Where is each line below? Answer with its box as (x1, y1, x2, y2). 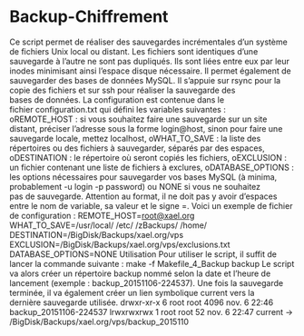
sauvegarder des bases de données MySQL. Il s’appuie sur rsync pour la (9, 74, 281, 85)
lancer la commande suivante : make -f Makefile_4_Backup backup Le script (9, 258, 295, 269)
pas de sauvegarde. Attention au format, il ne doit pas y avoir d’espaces (9, 191, 278, 202)
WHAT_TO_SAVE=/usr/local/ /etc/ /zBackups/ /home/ (9, 220, 207, 231)
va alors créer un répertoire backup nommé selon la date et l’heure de (9, 268, 271, 279)
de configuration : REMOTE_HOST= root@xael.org (9, 210, 195, 221)
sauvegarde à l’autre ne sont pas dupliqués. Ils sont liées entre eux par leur (9, 55, 290, 66)
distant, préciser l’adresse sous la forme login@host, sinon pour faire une (9, 123, 283, 133)
